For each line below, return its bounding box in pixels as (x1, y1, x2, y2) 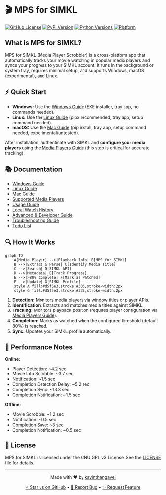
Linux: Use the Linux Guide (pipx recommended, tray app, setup (12, 114, 143, 120)
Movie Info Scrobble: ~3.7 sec (12, 371, 74, 376)
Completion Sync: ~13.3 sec (12, 387, 70, 392)
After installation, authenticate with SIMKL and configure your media (5, 139, 146, 145)
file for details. (5, 460, 35, 466)
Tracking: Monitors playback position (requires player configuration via (12, 308, 158, 313)
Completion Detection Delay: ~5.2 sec (12, 381, 90, 387)
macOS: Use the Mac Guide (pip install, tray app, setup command (12, 124, 147, 130)
